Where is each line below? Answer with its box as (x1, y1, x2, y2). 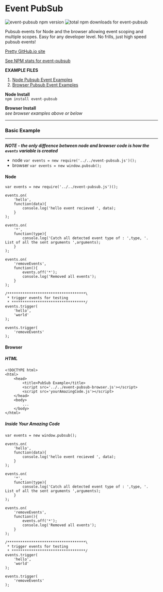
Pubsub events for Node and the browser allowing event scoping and (5, 28, 144, 34)
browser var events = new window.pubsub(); (12, 163, 102, 168)
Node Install (5, 91, 30, 97)
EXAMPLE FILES (5, 67, 38, 73)
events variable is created (5, 148, 58, 154)
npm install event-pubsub (5, 96, 57, 102)
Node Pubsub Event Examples (12, 77, 73, 82)
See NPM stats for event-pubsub (5, 58, 71, 63)
